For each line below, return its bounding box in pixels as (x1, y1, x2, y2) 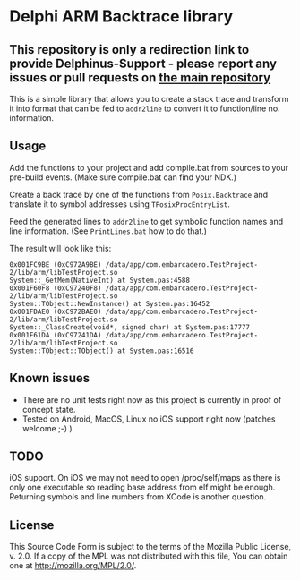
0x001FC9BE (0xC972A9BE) (9, 260, 102, 269)
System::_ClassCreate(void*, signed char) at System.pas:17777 (9, 322, 251, 332)
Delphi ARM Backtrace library (9, 6, 234, 27)
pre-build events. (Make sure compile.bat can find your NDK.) (9, 172, 237, 183)
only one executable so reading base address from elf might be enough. (9, 482, 276, 493)
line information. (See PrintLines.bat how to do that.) (9, 226, 208, 236)
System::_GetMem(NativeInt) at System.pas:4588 (9, 276, 191, 285)
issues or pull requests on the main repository (9, 70, 271, 85)
